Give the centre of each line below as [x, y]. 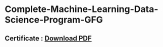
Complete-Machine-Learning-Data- [82, 9]
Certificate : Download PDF [48, 38]
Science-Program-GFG [54, 20]
